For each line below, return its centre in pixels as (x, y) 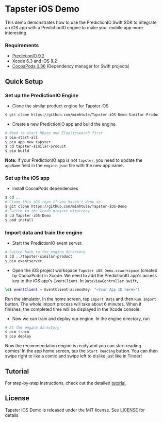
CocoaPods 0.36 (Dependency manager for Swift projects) (71, 66)
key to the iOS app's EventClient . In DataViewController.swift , (75, 281)
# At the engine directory (32, 327)
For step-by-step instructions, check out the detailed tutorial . (66, 383)
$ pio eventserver (24, 261)
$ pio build (17, 151)
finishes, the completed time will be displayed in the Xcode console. (73, 309)
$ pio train (17, 332)
